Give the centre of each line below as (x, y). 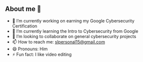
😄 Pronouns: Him (30, 49)
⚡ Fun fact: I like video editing (42, 54)
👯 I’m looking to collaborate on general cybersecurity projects (74, 36)
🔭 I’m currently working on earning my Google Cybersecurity (73, 21)
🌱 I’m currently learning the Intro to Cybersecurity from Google (75, 31)
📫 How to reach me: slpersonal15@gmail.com (59, 41)
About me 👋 (23, 9)
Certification (25, 26)
